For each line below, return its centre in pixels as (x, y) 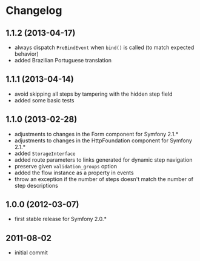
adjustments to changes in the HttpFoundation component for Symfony (103, 140)
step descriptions (36, 185)
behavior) (26, 54)
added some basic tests (44, 100)
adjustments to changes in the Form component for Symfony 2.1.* (96, 134)
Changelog (34, 11)
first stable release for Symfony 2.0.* (61, 219)
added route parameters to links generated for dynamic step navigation (103, 160)
